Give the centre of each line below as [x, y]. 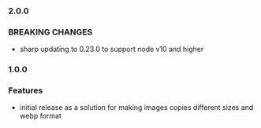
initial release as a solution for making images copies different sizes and [136, 108]
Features [26, 90]
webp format [40, 116]
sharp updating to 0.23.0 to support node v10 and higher [112, 49]
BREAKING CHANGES [50, 31]
